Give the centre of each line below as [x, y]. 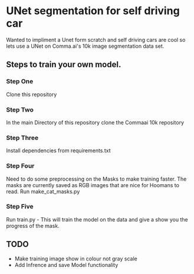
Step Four [20, 166]
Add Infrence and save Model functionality [66, 265]
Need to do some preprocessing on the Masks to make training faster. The [96, 179]
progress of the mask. [33, 226]
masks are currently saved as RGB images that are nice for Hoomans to [93, 185]
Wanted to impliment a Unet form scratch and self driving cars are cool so [96, 40]
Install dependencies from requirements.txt [58, 151]
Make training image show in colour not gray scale [76, 259]
